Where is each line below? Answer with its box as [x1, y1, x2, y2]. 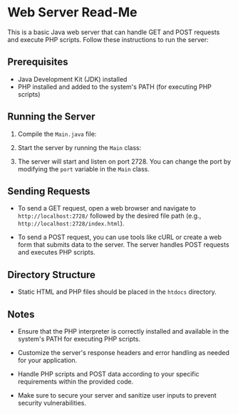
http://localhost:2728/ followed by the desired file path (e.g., [17, 211, 202, 221]
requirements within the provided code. [17, 378, 134, 386]
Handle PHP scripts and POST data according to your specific [17, 370, 200, 378]
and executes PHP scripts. [17, 248, 95, 257]
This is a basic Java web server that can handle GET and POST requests [7, 28, 220, 36]
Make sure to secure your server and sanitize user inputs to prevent [17, 391, 217, 399]
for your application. [17, 356, 78, 364]
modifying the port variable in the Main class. [17, 164, 150, 173]
